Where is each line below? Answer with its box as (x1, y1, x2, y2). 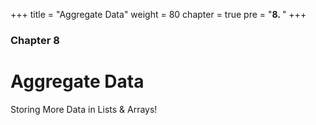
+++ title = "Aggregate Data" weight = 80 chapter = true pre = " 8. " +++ (10, 9, 307, 20)
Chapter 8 (10, 33, 60, 47)
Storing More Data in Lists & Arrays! (10, 103, 158, 115)
